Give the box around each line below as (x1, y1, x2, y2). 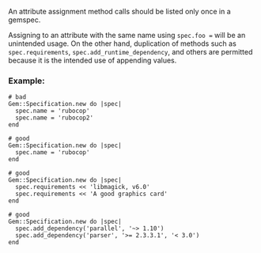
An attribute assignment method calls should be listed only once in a (8, 7, 231, 16)
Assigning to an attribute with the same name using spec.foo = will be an (8, 31, 246, 40)
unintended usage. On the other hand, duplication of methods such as (8, 39, 237, 48)
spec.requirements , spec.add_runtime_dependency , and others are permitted (8, 47, 253, 56)
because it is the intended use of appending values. (8, 55, 177, 65)
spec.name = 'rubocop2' (15, 114, 93, 122)
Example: (8, 75, 45, 86)
